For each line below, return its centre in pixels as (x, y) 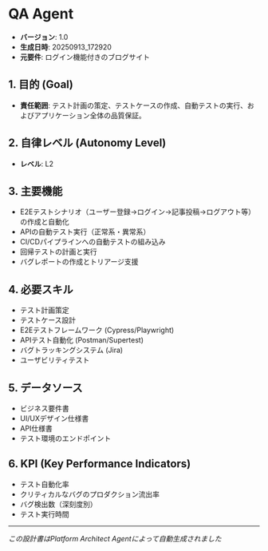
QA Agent (41, 14)
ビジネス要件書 (44, 408)
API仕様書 (36, 428)
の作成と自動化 (44, 222)
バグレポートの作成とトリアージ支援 (79, 262)
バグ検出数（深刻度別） (58, 504)
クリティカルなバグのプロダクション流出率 (89, 494)
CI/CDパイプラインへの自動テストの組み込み (93, 242)
